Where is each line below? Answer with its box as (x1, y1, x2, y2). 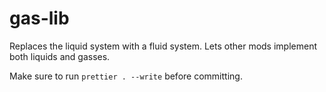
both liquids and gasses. (9, 50, 111, 62)
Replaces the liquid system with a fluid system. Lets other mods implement (9, 40, 317, 52)
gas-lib (9, 7, 70, 30)
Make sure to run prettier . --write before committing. (9, 70, 243, 82)
